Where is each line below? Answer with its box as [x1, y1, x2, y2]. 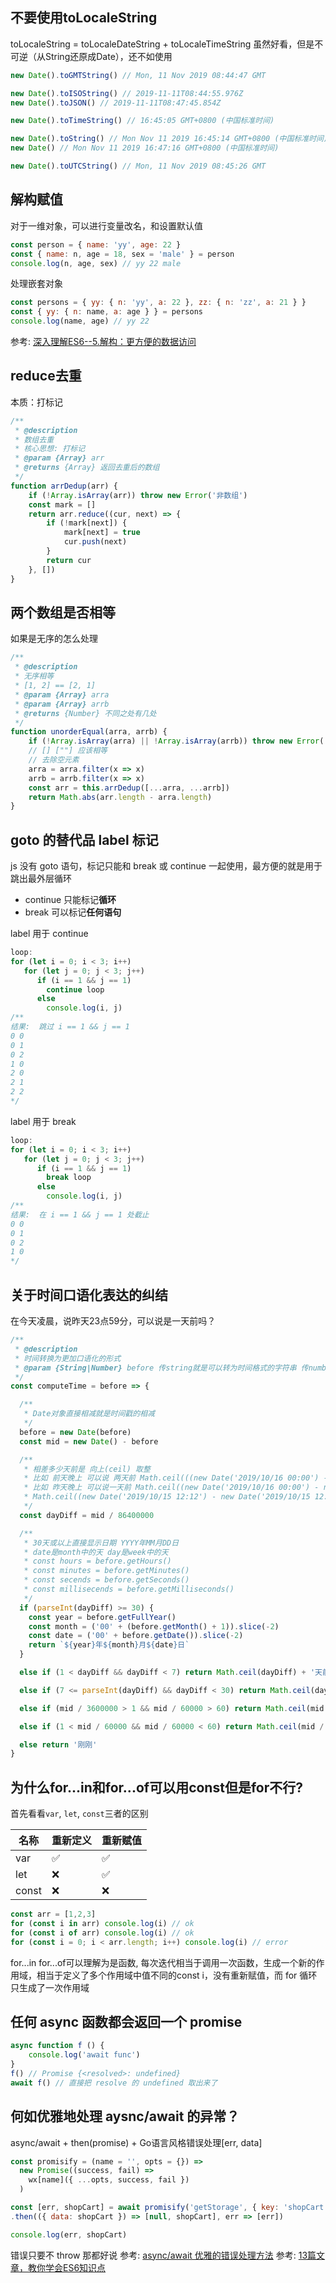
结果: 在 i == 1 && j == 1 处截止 [10, 1209, 150, 1220]
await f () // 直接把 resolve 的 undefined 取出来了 [10, 2078, 218, 2088]
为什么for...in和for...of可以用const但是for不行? [10, 1779, 303, 1796]
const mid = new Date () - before [19, 1436, 159, 1447]
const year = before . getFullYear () [28, 1612, 177, 1622]
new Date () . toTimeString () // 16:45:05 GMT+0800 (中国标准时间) [10, 116, 275, 126]
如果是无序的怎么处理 [10, 633, 98, 645]
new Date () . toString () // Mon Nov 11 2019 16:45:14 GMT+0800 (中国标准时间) [10, 134, 329, 144]
